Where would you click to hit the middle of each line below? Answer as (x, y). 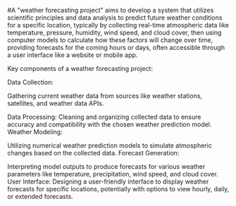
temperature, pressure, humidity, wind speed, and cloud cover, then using (114, 32)
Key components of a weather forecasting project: (80, 69)
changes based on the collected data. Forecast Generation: (93, 153)
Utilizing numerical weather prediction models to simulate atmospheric (110, 146)
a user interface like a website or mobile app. (73, 55)
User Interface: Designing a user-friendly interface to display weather (108, 181)
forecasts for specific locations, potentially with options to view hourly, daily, (118, 189)
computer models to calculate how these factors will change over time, (110, 40)
